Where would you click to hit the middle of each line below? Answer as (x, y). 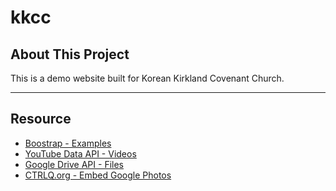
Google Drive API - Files (74, 164)
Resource (41, 119)
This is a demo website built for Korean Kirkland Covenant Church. (147, 78)
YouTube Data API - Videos (80, 153)
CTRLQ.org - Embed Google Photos (98, 175)
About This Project (70, 54)
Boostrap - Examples (68, 143)
